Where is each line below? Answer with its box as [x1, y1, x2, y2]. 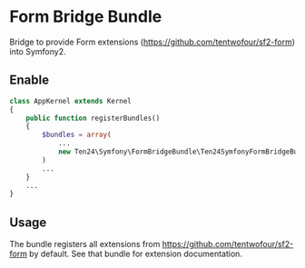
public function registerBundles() [25, 114, 161, 123]
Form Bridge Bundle [9, 6, 162, 27]
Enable [9, 73, 50, 88]
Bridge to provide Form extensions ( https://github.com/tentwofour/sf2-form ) [9, 36, 296, 47]
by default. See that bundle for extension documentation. [28, 248, 243, 260]
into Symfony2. [9, 45, 66, 56]
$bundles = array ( [42, 130, 112, 140]
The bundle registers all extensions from [9, 239, 161, 250]
